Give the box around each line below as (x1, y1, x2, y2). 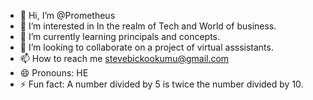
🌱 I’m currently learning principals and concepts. (19, 31, 221, 42)
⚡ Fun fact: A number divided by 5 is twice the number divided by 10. (19, 78, 304, 90)
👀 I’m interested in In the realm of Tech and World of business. (19, 20, 277, 32)
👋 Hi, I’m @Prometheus (19, 10, 116, 21)
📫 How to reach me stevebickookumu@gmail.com (19, 53, 230, 64)
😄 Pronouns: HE (19, 67, 89, 79)
